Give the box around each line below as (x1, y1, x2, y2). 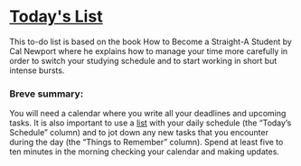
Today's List (9, 6, 103, 27)
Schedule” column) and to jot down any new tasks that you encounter (9, 127, 269, 138)
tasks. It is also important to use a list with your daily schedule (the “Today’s (9, 117, 292, 128)
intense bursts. (9, 65, 65, 76)
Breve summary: (9, 88, 84, 100)
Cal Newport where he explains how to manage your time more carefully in (9, 45, 288, 56)
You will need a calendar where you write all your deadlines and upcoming (9, 108, 287, 119)
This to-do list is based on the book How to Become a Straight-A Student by (9, 36, 292, 47)
